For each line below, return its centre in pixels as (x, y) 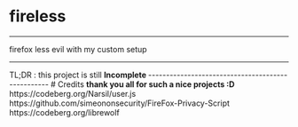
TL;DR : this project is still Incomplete (78, 75)
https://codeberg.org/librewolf (64, 112)
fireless (38, 16)
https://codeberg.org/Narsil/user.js (73, 93)
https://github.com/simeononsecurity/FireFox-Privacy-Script (120, 103)
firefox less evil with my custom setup (78, 49)
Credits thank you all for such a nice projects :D (146, 84)
